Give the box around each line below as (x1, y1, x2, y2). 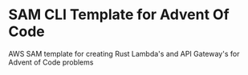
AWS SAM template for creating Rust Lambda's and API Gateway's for (8, 49, 240, 58)
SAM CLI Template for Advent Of (8, 6, 230, 24)
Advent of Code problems (8, 57, 94, 67)
